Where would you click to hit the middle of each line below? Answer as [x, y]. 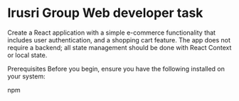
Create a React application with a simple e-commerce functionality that [111, 32]
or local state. [27, 55]
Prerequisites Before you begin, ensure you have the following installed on [116, 69]
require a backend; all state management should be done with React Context [119, 47]
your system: [27, 76]
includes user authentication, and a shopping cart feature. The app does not [119, 40]
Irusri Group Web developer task [105, 13]
